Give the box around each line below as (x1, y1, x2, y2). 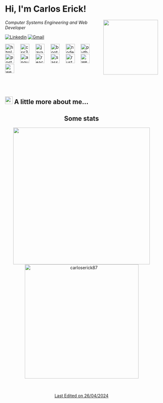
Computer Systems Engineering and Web (5, 19, 88, 25)
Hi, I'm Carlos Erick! (5, 3, 86, 15)
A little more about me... (14, 98, 89, 106)
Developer (5, 24, 26, 30)
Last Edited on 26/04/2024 (54, 393, 109, 399)
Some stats (64, 114, 99, 123)
